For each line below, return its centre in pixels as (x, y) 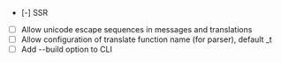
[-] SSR (34, 13)
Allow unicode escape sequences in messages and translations (137, 29)
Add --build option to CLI (66, 49)
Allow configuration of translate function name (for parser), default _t (147, 39)
